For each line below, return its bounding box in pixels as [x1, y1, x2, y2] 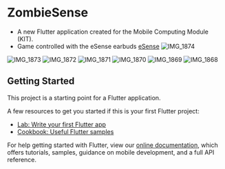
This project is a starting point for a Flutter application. [7, 93, 161, 102]
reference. [7, 155, 36, 164]
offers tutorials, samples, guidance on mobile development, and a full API [7, 148, 215, 156]
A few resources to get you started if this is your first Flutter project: [7, 106, 200, 115]
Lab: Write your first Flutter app [17, 120, 107, 128]
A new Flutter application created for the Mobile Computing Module [17, 27, 208, 36]
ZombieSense [7, 5, 89, 21]
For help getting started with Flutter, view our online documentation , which [7, 141, 219, 149]
